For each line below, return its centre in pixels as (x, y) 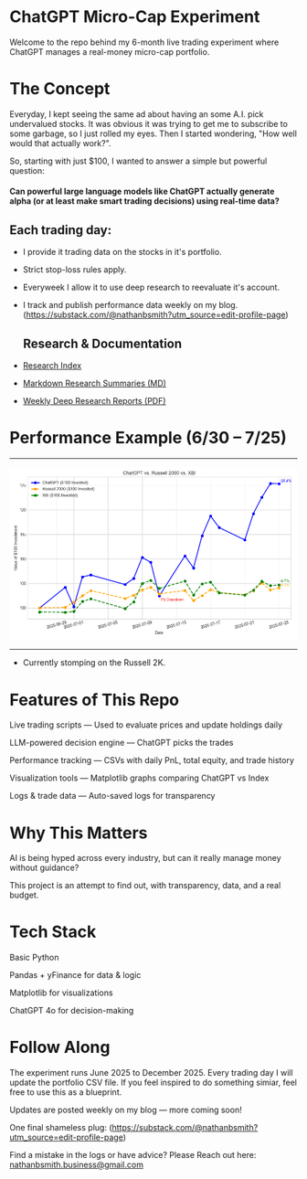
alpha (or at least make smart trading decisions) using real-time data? (145, 201)
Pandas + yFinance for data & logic (75, 975)
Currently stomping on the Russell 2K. (94, 663)
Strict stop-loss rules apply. (74, 270)
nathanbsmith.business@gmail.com (77, 1165)
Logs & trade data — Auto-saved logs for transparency (112, 796)
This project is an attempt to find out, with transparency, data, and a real (145, 886)
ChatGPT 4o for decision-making (72, 1011)
